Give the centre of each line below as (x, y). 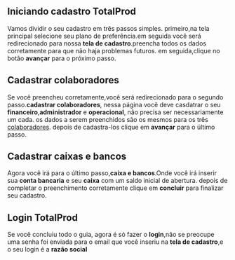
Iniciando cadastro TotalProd (72, 12)
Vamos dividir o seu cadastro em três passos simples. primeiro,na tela (108, 28)
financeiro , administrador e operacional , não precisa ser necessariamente (115, 112)
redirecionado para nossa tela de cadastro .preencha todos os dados (107, 43)
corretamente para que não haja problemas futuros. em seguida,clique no (114, 50)
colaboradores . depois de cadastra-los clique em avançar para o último (111, 127)
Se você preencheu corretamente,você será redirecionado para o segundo (115, 97)
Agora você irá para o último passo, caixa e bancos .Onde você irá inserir (112, 173)
